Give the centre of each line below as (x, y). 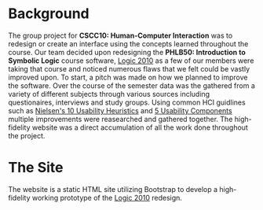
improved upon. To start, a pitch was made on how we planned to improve (128, 77)
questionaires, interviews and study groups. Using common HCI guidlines (127, 102)
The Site (36, 168)
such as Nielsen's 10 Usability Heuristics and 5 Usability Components (121, 110)
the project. (27, 135)
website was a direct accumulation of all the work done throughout (140, 127)
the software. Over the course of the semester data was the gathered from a (131, 85)
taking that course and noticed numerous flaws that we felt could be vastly (129, 68)
